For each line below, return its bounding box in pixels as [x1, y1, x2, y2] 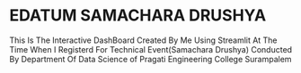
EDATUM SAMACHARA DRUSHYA [9, 5, 267, 26]
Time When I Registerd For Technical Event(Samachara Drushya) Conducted [9, 44, 293, 54]
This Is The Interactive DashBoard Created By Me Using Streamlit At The [9, 35, 278, 45]
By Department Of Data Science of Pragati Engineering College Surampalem [9, 53, 292, 64]
